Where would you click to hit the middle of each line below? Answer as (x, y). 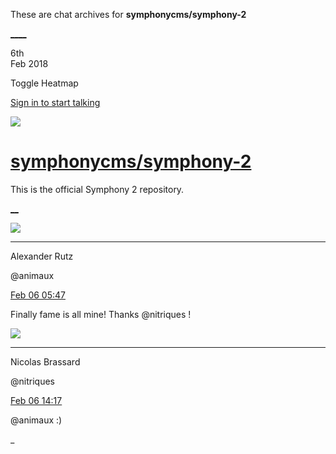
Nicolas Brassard (45, 361)
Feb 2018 (29, 63)
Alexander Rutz (42, 256)
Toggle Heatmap (44, 83)
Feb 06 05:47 (38, 295)
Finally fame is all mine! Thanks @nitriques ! (101, 314)
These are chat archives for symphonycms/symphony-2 (128, 14)
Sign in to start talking (55, 102)
